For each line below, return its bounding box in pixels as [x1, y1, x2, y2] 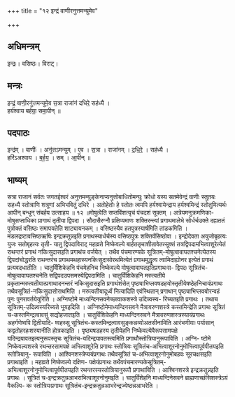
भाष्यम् [7, 174, 27, 186]
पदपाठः [7, 127, 30, 139]
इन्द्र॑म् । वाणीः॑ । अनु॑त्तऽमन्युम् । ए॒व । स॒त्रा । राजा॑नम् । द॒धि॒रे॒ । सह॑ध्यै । [7, 145, 169, 154]
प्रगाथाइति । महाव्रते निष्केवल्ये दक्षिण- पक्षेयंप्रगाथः [7, 358, 112, 366]
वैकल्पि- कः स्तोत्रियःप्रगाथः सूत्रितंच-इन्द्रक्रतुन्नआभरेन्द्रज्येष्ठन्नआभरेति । [7, 382, 159, 390]
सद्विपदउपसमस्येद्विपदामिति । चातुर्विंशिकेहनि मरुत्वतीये [48, 271, 166, 280]
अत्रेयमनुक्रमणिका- [173, 208, 215, 217]
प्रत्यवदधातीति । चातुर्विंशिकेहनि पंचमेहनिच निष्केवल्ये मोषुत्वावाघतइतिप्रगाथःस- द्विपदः [7, 264, 187, 272]
